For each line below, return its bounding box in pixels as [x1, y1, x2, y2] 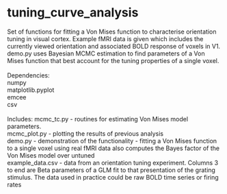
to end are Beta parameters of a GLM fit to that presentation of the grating [7, 166, 215, 174]
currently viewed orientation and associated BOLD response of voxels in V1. [7, 42, 221, 50]
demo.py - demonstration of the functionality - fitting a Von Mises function [7, 136, 217, 145]
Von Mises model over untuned [7, 151, 95, 159]
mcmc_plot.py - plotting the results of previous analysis [7, 129, 164, 138]
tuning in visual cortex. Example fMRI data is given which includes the [7, 34, 204, 43]
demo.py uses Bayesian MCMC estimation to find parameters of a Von [7, 49, 205, 58]
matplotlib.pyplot [7, 86, 55, 94]
